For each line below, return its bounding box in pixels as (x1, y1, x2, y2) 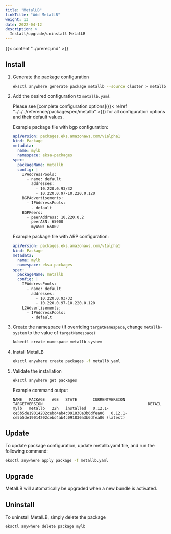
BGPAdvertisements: (22, 196, 64, 201)
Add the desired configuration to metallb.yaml (12, 93, 110, 99)
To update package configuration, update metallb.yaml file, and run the (5, 442, 155, 448)
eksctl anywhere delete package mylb (5, 524, 86, 529)
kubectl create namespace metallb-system (12, 339, 103, 345)
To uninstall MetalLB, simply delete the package (5, 514, 106, 520)
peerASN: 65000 (31, 219, 64, 224)
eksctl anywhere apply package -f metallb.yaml (5, 458, 109, 463)
